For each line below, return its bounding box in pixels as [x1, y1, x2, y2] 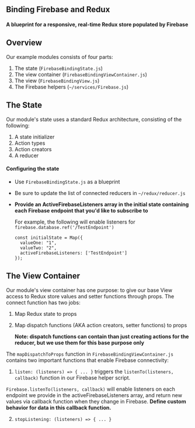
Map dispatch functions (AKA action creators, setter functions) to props [14, 321, 187, 329]
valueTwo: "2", [20, 245, 57, 250]
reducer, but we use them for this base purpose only [14, 339, 145, 346]
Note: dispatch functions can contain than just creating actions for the [14, 333, 189, 340]
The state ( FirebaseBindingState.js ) [14, 64, 103, 72]
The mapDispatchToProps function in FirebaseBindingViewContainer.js [6, 350, 174, 357]
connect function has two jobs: [6, 299, 81, 306]
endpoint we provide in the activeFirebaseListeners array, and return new [6, 391, 183, 399]
